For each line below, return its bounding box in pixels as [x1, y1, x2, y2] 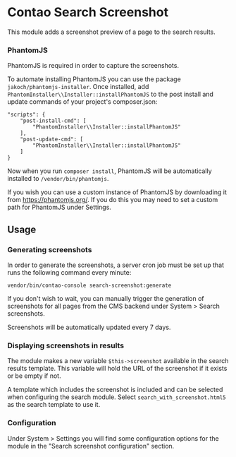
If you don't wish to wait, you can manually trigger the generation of [7, 294, 204, 302]
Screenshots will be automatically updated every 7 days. [7, 323, 171, 331]
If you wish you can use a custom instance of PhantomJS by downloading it [7, 188, 228, 196]
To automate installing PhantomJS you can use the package [7, 75, 181, 83]
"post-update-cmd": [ [20, 136, 83, 143]
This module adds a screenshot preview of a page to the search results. [7, 28, 216, 36]
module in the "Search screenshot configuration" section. [7, 441, 175, 450]
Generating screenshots [7, 244, 92, 254]
